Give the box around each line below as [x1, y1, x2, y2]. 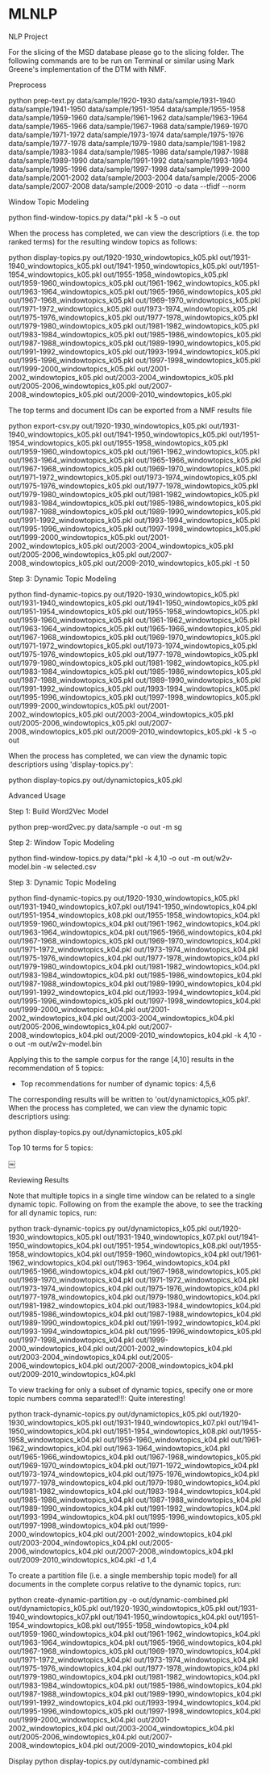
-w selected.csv [43, 861, 97, 872]
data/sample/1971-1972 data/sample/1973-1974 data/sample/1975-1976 [8, 130, 244, 140]
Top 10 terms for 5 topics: [8, 1143, 93, 1153]
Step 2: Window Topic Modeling [8, 837, 114, 847]
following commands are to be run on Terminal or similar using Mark [8, 56, 235, 65]
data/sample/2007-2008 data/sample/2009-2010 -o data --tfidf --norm [8, 181, 246, 190]
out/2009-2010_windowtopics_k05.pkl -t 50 [104, 558, 250, 567]
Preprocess [8, 80, 47, 90]
